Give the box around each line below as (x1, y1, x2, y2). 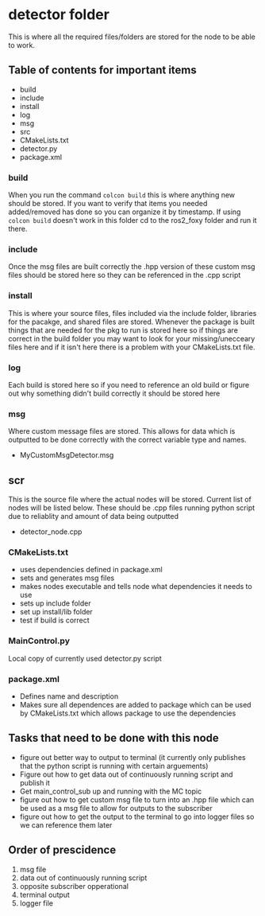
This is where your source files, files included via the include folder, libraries (8, 308, 257, 318)
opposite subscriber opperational (19, 881, 129, 891)
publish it (19, 778, 50, 787)
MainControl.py (8, 635, 70, 646)
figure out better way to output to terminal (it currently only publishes (19, 752, 246, 762)
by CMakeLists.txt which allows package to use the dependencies (19, 708, 236, 718)
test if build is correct (19, 615, 90, 626)
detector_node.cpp (19, 527, 83, 536)
